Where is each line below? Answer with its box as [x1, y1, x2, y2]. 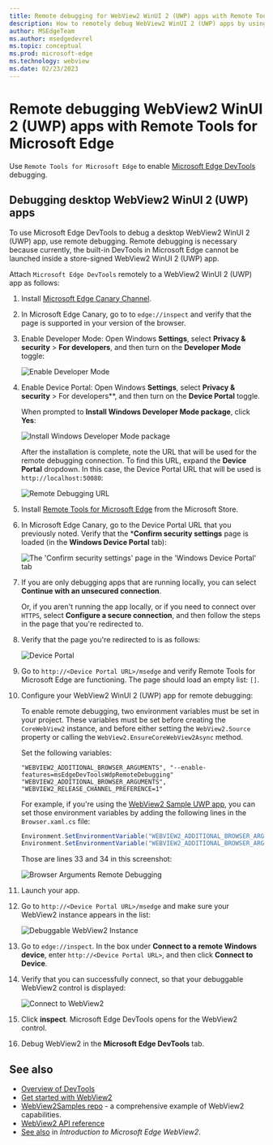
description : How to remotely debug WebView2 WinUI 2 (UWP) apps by [9, 19, 245, 28]
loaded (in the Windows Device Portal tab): [20, 537, 167, 547]
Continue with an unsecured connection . [20, 585, 162, 595]
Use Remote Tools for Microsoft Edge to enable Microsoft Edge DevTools [9, 161, 256, 171]
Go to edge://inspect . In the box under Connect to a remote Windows [20, 941, 258, 951]
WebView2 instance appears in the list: [20, 910, 151, 920]
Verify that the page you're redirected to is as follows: [20, 634, 201, 644]
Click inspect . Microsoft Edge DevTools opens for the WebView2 [20, 1014, 238, 1024]
